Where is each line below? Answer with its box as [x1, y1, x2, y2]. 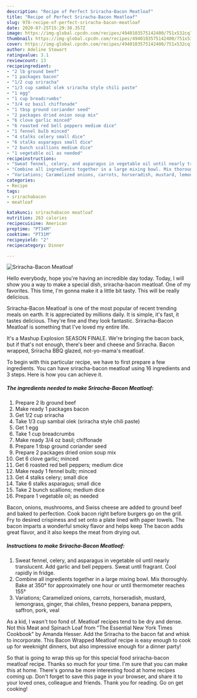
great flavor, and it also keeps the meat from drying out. [6, 529, 141, 536]
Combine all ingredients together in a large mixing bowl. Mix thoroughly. [15, 576, 189, 583]
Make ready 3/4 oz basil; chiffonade [15, 437, 103, 444]
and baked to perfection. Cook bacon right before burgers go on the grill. [6, 510, 183, 517]
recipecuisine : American [6, 221, 67, 227]
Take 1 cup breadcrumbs [15, 430, 75, 437]
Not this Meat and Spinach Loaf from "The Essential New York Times [6, 624, 173, 631]
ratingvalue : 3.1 [6, 52, 49, 58]
